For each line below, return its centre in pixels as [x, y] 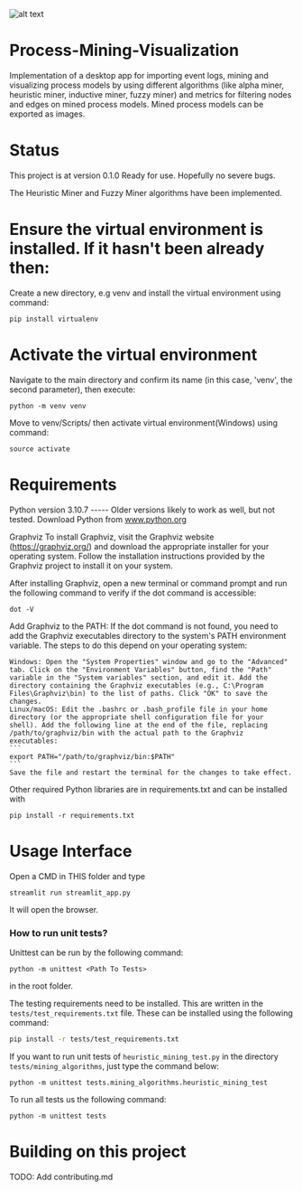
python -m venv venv [48, 406]
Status [35, 150]
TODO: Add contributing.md [61, 1177]
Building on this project [98, 1151]
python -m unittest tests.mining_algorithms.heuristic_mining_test [139, 1083]
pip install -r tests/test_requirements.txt [94, 1039]
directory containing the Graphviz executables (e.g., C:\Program [137, 685]
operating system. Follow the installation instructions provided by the [137, 556]
